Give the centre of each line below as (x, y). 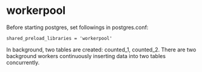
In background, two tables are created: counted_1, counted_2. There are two (101, 50)
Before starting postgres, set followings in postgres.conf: (77, 27)
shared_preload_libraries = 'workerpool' (59, 38)
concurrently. (23, 62)
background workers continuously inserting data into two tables (86, 56)
